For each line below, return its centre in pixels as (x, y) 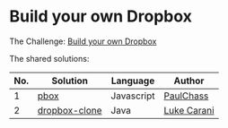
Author (189, 81)
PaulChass (186, 96)
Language (133, 81)
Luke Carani (189, 110)
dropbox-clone (70, 110)
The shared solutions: (49, 58)
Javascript (133, 96)
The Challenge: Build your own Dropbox (83, 41)
